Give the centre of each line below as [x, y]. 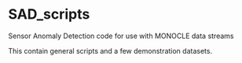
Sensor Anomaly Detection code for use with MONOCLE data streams [121, 36]
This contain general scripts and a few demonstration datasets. [110, 51]
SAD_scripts [49, 14]
